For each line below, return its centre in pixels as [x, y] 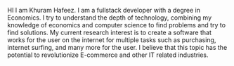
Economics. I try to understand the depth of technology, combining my [110, 18]
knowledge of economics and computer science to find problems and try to [117, 25]
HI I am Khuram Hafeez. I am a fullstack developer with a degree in [104, 10]
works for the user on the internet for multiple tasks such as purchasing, [112, 40]
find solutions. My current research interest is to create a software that [110, 32]
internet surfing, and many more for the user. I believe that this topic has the [117, 47]
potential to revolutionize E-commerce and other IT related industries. [108, 55]
